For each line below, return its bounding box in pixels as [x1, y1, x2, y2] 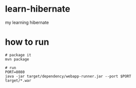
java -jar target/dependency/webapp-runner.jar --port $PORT [5, 74, 132, 79]
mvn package [5, 57, 29, 62]
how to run [5, 36, 50, 48]
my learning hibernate [5, 19, 49, 25]
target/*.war [5, 78, 32, 83]
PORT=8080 [5, 70, 25, 74]
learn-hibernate [5, 3, 70, 15]
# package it [5, 53, 32, 57]
